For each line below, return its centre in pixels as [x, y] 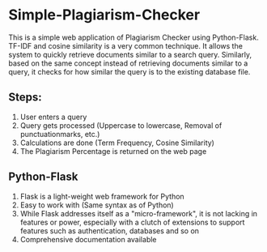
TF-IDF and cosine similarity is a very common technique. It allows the [125, 45]
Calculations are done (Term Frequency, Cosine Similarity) [117, 143]
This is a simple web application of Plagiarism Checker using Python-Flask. [133, 37]
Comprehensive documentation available [88, 239]
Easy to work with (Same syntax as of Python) [97, 205]
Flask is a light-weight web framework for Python [102, 196]
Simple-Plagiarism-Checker [104, 15]
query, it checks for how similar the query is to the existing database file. [129, 71]
